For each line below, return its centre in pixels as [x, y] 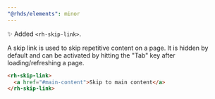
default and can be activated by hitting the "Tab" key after [91, 55]
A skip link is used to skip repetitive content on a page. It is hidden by [108, 48]
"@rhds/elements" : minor [44, 14]
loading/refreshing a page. [46, 62]
